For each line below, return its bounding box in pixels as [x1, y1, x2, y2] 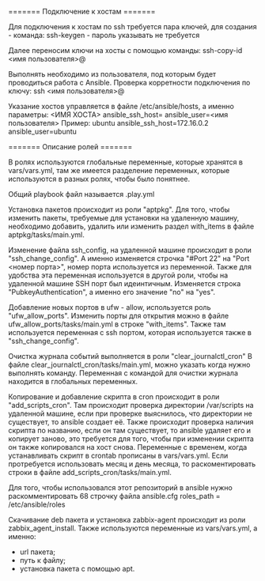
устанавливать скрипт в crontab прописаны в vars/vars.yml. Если [8, 451, 229, 460]
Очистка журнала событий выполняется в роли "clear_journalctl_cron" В [8, 352, 253, 360]
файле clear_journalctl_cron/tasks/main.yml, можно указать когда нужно [8, 360, 251, 369]
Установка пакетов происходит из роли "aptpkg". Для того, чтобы [8, 205, 230, 214]
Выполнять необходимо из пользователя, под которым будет [8, 70, 217, 78]
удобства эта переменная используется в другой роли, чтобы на [8, 270, 229, 280]
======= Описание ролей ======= [8, 142, 133, 151]
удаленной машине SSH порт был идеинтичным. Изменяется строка [8, 279, 241, 288]
